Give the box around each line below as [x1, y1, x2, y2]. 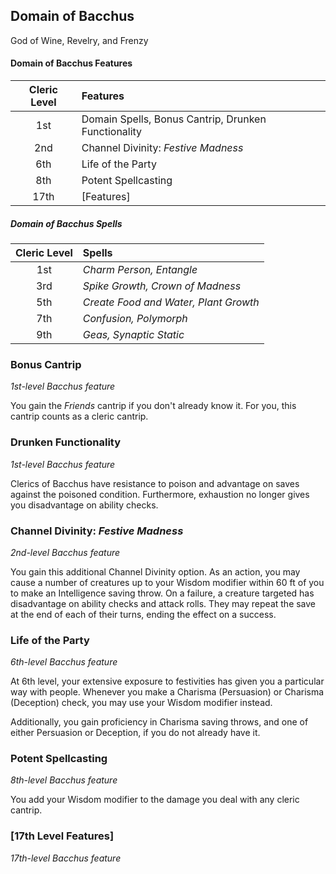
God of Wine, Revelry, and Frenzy [10, 34, 149, 46]
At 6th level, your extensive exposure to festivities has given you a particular [10, 675, 325, 688]
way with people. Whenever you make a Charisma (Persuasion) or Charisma [10, 686, 325, 698]
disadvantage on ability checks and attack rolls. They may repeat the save [10, 597, 317, 609]
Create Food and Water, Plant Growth [82, 295, 260, 309]
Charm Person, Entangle [82, 262, 198, 276]
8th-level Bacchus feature [10, 774, 118, 786]
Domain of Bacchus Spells [10, 217, 123, 229]
